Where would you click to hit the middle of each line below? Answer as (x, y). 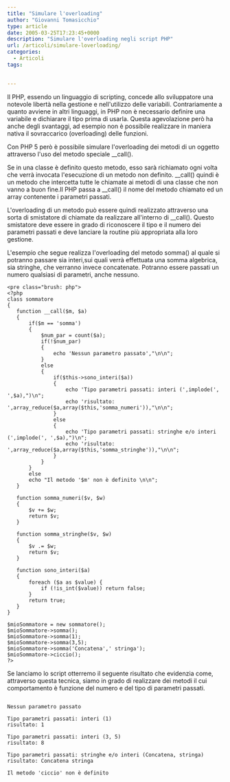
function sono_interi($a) (53, 570)
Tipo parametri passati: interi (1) (59, 719)
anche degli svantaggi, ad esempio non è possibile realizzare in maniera (109, 126)
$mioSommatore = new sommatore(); (57, 624)
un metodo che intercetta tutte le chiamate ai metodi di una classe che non (113, 182)
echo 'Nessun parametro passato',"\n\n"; (113, 353)
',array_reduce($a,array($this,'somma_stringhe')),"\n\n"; (93, 450)
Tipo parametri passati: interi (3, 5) (64, 737)
